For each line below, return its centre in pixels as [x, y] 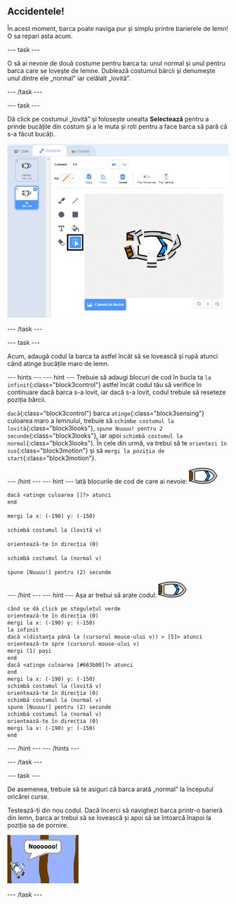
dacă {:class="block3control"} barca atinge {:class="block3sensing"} [106, 413]
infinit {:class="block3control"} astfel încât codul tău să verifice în [105, 384]
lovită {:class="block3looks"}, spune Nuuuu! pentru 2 [85, 428]
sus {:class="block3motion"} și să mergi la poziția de [86, 450]
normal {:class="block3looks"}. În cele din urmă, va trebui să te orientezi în [117, 443]
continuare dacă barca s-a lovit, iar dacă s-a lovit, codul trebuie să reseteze [117, 392]
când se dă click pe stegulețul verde [64, 608]
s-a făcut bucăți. [31, 134]
